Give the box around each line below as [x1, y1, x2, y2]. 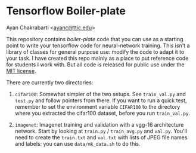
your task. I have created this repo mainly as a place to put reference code [6, 54, 189, 62]
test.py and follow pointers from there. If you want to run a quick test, [14, 97, 187, 104]
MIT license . [6, 67, 37, 74]
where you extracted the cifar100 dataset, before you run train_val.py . [14, 109, 191, 117]
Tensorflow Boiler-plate [6, 4, 126, 18]
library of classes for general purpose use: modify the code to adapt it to [6, 48, 185, 55]
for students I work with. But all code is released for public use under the [6, 61, 185, 68]
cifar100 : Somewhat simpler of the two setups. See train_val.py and [14, 90, 186, 97]
